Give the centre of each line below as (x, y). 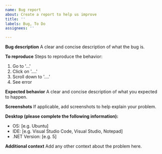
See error (22, 82)
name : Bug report (23, 10)
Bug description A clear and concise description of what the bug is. (75, 47)
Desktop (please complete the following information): (62, 116)
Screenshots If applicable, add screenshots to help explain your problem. (81, 107)
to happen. (16, 97)
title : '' (15, 19)
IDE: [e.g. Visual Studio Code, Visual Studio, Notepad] (68, 131)
